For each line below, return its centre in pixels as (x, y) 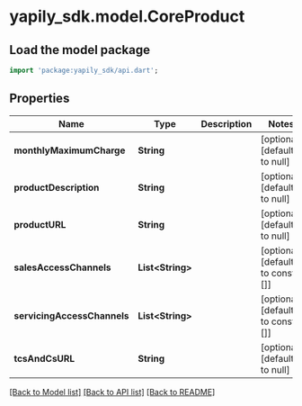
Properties (40, 99)
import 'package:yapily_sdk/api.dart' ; (84, 70)
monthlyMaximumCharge (70, 150)
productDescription (57, 187)
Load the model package (80, 50)
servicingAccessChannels (71, 315)
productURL (40, 224)
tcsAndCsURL (44, 358)
